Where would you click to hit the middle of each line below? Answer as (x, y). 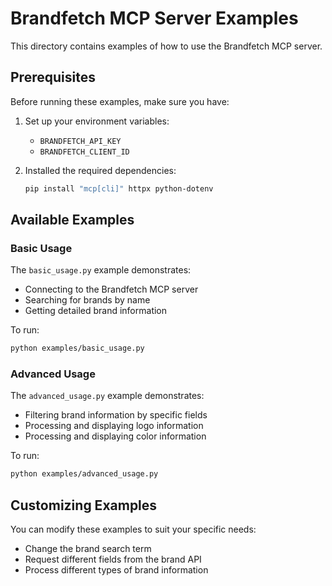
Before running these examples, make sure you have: (120, 101)
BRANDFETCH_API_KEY (80, 141)
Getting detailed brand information (96, 311)
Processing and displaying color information (115, 436)
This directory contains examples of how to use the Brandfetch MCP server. (166, 46)
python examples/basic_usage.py (77, 348)
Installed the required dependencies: (100, 170)
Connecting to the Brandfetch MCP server (111, 289)
